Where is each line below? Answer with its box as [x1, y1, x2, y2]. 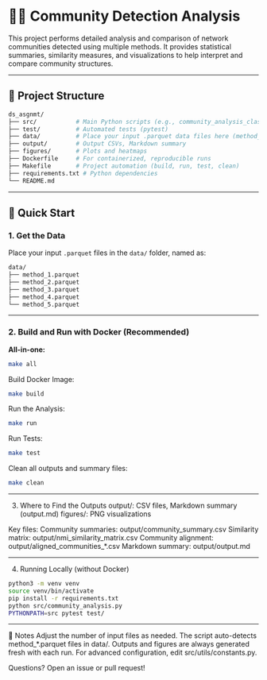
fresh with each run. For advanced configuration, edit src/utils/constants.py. [8, 647, 257, 658]
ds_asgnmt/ [8, 110, 44, 118]
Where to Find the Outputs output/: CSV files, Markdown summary [19, 500, 238, 511]
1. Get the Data [8, 230, 66, 241]
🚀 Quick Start [8, 206, 75, 219]
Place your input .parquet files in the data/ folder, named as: [8, 248, 207, 257]
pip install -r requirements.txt [8, 594, 119, 602]
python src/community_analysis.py [8, 601, 123, 610]
